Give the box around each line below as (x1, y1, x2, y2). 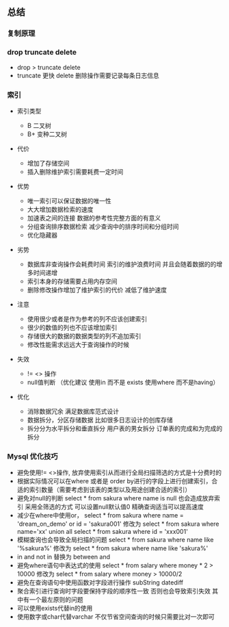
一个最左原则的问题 (29, 596, 83, 604)
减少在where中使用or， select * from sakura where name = (16, 511, 184, 520)
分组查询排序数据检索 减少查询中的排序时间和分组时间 (27, 222, 179, 231)
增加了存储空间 (27, 159, 70, 167)
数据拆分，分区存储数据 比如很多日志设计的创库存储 (27, 415, 173, 424)
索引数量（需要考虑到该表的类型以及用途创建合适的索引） (29, 485, 191, 494)
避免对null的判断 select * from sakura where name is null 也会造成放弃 (16, 494, 215, 502)
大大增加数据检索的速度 (27, 205, 94, 214)
